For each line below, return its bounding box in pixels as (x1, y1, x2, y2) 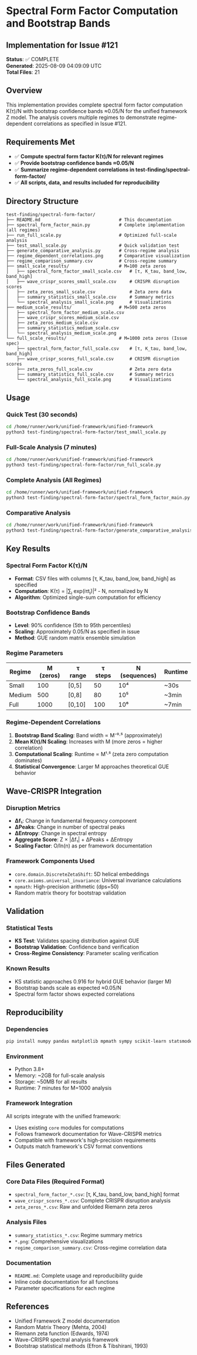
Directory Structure (6, 196, 79, 207)
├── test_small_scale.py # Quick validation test (6, 243, 180, 249)
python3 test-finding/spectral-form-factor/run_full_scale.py (6, 462, 161, 468)
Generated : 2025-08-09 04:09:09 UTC (6, 62, 101, 69)
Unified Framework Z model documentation (14, 1317, 120, 1324)
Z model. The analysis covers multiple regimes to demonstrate (6, 114, 157, 121)
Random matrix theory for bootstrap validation (14, 889, 127, 896)
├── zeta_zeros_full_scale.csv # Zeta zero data (16, 366, 172, 372)
